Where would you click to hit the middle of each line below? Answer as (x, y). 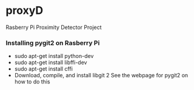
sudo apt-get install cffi (44, 69)
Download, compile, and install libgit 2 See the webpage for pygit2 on (101, 76)
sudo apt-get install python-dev (54, 56)
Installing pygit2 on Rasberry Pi (53, 43)
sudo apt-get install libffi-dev (51, 63)
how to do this (32, 82)
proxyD (25, 11)
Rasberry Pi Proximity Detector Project (54, 27)
